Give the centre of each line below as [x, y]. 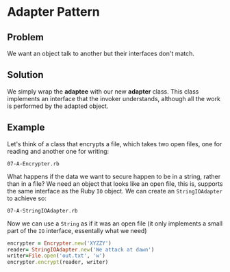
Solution [25, 75]
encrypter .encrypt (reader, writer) [58, 262]
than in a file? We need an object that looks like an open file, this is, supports [115, 183]
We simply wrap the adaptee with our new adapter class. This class [103, 91]
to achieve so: [27, 198]
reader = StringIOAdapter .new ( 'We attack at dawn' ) [81, 249]
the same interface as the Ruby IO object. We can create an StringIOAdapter [115, 191]
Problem [26, 37]
